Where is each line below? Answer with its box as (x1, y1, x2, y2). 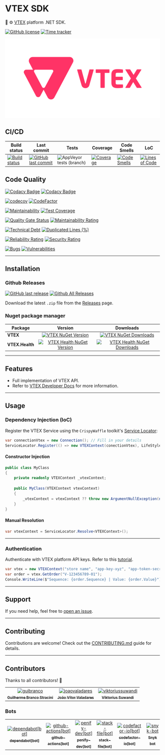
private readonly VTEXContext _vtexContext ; (14, 476, 107, 481)
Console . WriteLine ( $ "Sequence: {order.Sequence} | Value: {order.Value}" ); (5, 577, 164, 582)
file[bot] (97, 744, 112, 749)
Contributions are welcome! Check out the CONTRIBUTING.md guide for (5, 640, 152, 646)
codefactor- (118, 735, 141, 740)
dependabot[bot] (9, 738, 40, 743)
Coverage (92, 145, 113, 151)
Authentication (5, 545, 42, 552)
